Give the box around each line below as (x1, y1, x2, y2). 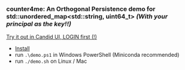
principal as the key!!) (6, 20, 72, 28)
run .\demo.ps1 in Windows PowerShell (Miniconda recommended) (14, 51, 180, 59)
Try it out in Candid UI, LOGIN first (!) (6, 34, 98, 41)
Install (14, 45, 30, 52)
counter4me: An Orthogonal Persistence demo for (6, 5, 156, 13)
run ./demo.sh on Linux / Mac (14, 57, 87, 65)
